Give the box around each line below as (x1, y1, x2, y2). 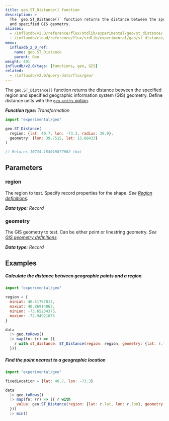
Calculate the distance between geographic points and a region (5, 273, 142, 279)
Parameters (5, 163, 43, 172)
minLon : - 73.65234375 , (10, 309, 57, 314)
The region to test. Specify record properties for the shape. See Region (5, 190, 152, 196)
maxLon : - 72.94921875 (10, 313, 55, 318)
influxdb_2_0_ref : (10, 45, 49, 50)
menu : (5, 40, 17, 45)
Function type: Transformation (5, 107, 70, 113)
